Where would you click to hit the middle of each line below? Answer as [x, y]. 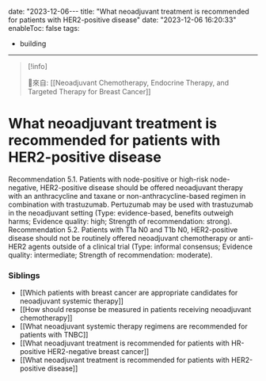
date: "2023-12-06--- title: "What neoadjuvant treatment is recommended [129, 11]
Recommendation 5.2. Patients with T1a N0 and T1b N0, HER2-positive [123, 230]
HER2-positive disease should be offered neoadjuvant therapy [142, 187]
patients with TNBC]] [54, 335]
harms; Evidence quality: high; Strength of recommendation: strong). [120, 221]
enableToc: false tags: [44, 28]
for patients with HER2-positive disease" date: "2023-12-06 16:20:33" [122, 20]
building [33, 44]
